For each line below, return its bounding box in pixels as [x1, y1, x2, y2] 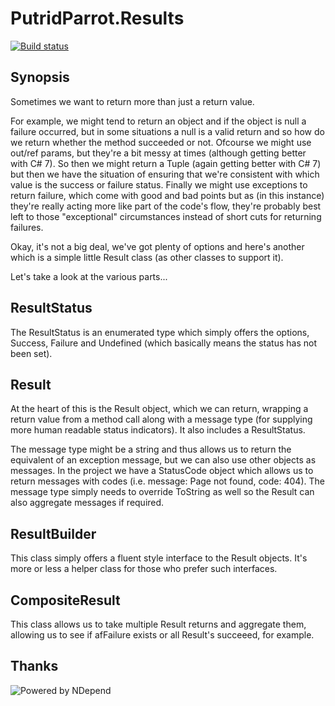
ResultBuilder [10, 525, 97, 542]
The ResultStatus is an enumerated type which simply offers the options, [10, 326, 310, 338]
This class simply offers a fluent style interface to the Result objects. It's [10, 552, 308, 564]
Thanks [10, 658, 59, 675]
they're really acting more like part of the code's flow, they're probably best [10, 200, 322, 212]
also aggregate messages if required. [10, 497, 165, 509]
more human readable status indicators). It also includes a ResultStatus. [10, 424, 306, 436]
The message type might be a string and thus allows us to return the [10, 443, 292, 456]
